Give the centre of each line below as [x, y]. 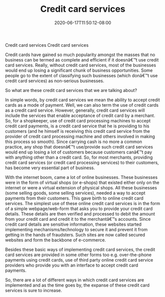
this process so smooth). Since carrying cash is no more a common [74, 142]
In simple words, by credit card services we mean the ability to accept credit [82, 100]
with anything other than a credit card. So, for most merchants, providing [79, 157]
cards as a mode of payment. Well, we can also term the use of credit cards [82, 105]
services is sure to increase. [34, 290]
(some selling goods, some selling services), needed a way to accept [75, 193]
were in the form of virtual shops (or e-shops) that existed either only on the [82, 182]
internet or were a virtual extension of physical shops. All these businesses [81, 187]
